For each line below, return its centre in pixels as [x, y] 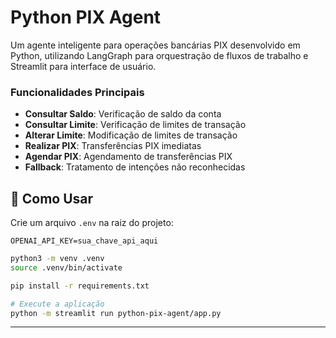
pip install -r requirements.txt [80, 286]
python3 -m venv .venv [57, 259]
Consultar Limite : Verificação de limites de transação [135, 125]
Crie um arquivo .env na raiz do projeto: [92, 223]
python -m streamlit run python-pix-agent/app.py [116, 313]
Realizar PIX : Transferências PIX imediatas [113, 146]
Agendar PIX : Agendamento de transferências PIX [128, 157]
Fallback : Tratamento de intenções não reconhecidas [135, 167]
